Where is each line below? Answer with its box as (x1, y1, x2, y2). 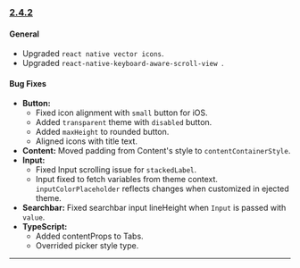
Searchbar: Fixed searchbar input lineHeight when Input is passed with (21, 203, 287, 214)
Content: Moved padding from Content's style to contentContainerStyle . (21, 146, 291, 156)
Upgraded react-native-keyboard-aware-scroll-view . (21, 58, 225, 69)
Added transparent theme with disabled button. (35, 117, 212, 128)
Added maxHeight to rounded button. (35, 127, 170, 138)
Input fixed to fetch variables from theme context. (35, 174, 219, 185)
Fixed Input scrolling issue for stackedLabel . (35, 164, 197, 175)
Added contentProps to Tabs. (35, 230, 145, 242)
